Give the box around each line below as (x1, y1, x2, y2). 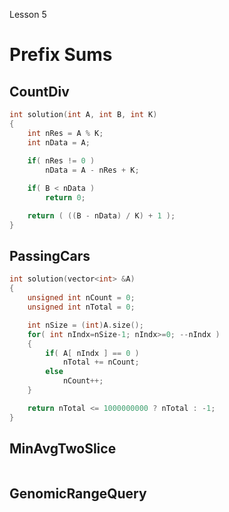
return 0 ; (45, 193, 86, 203)
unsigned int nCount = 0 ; (27, 293, 136, 303)
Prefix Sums (9, 44, 113, 66)
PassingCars (9, 248, 91, 265)
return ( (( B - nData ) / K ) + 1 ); (27, 210, 176, 221)
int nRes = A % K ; (27, 128, 104, 138)
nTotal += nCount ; (62, 357, 140, 368)
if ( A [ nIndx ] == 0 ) (45, 348, 140, 358)
